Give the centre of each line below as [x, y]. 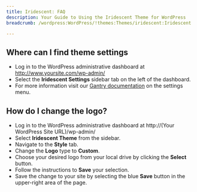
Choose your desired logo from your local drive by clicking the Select [101, 157]
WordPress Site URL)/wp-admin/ [55, 132]
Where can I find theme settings [67, 52]
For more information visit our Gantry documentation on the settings [99, 86]
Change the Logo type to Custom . [57, 151]
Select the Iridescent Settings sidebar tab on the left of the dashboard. [103, 80]
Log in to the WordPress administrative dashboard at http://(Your [95, 125]
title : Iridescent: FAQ [36, 12]
